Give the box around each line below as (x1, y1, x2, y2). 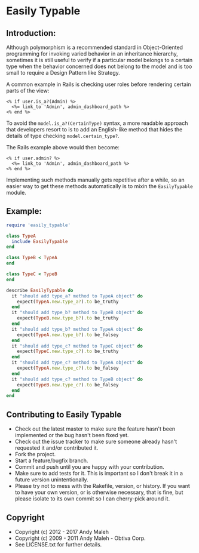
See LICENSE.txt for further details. (14, 540, 102, 548)
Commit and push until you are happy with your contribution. (14, 463, 164, 471)
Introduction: (6, 28, 56, 38)
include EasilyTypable (11, 238, 68, 244)
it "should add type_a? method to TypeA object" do (11, 293, 143, 299)
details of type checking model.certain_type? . (6, 133, 120, 139)
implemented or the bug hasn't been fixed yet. (14, 432, 129, 439)
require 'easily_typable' (6, 222, 71, 228)
